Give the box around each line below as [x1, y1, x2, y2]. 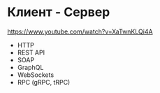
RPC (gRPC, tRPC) [17, 78, 71, 86]
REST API [17, 48, 45, 57]
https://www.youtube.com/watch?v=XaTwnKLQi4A [7, 27, 153, 36]
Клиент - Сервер [7, 4, 110, 20]
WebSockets [17, 71, 54, 79]
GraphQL [17, 63, 44, 71]
